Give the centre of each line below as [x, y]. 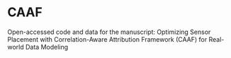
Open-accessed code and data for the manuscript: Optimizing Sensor [109, 32]
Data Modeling [47, 47]
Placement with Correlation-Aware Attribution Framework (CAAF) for [107, 39]
